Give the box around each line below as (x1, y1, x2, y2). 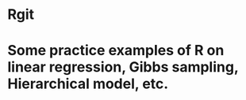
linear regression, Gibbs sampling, (7, 58, 239, 76)
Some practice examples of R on (7, 42, 225, 60)
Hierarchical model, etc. (7, 75, 169, 93)
